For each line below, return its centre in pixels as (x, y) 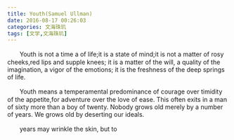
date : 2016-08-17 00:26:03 (47, 20)
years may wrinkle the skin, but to (68, 129)
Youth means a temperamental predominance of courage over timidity (121, 91)
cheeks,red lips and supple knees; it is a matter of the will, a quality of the (114, 62)
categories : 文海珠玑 (37, 27)
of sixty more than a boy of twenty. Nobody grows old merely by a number (115, 107)
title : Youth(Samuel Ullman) (50, 14)
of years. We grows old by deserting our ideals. (76, 115)
